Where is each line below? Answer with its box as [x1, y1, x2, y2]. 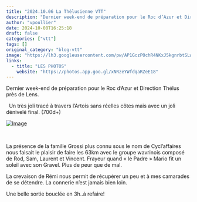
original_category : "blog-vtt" [6, 47, 83, 53]
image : [6, 52, 22, 58]
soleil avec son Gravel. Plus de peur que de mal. [6, 161, 122, 169]
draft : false [6, 31, 38, 36]
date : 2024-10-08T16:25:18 [6, 25, 72, 31]
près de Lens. [6, 91, 39, 98]
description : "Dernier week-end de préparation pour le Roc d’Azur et [6, 14, 182, 20]
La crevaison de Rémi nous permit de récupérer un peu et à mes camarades [6, 173, 189, 180]
